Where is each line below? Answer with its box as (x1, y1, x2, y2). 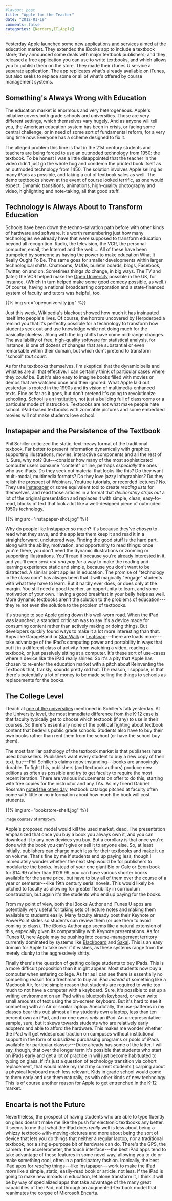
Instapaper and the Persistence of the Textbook (5, 427, 161, 436)
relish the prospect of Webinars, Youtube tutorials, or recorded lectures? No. (5, 479, 166, 485)
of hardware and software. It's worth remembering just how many (5, 230, 144, 236)
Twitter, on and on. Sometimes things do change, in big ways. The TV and (5, 267, 161, 274)
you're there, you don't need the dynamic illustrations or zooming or (5, 547, 149, 553)
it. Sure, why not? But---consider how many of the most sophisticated (5, 457, 153, 463)
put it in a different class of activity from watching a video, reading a (5, 644, 149, 651)
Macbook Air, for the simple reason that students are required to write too (5, 982, 160, 988)
